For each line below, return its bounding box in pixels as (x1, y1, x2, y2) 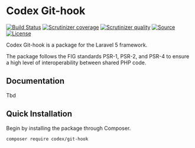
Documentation (6, 76, 65, 86)
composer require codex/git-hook (6, 136, 89, 142)
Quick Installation (6, 109, 73, 119)
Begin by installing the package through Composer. (6, 124, 131, 131)
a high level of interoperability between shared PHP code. (6, 59, 147, 66)
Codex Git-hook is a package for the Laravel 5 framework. (6, 41, 148, 48)
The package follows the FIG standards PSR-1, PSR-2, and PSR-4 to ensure (6, 52, 190, 60)
